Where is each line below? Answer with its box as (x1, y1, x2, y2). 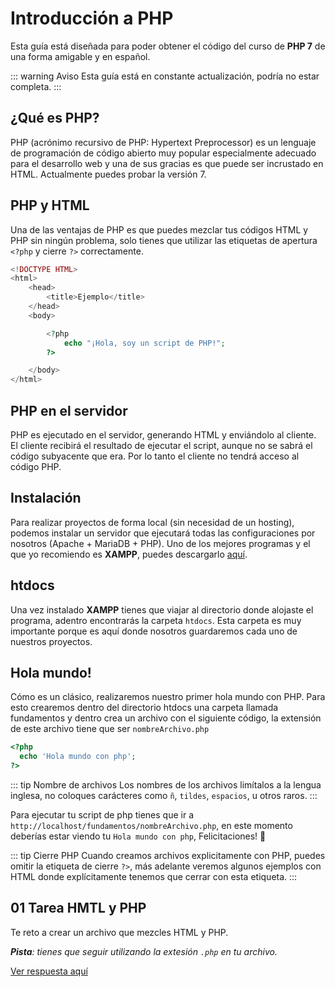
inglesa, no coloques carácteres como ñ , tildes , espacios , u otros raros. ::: (10, 790, 318, 802)
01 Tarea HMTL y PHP (10, 900, 147, 917)
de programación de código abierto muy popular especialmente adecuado (10, 147, 317, 159)
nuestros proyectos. (10, 635, 93, 647)
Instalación (10, 490, 82, 507)
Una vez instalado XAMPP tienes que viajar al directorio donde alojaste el (10, 603, 314, 616)
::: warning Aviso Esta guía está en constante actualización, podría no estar (10, 70, 320, 82)
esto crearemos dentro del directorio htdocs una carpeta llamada (10, 702, 279, 714)
